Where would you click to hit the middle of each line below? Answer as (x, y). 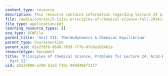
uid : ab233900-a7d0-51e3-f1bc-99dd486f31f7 (51, 65)
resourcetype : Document (30, 51)
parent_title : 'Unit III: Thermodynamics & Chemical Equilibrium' (76, 38)
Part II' (19, 61)
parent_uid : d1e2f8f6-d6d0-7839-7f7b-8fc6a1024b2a (59, 47)
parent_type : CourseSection (34, 42)
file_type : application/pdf (34, 24)
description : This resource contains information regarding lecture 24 (81, 14)
